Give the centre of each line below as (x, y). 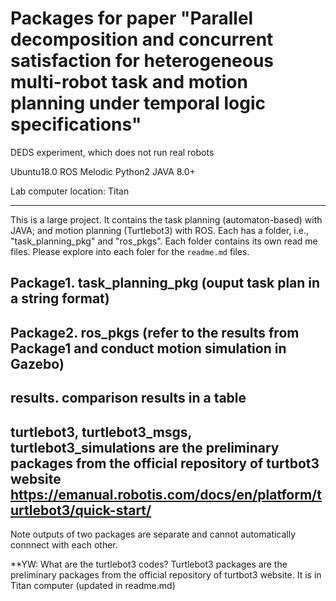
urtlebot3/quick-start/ (81, 510)
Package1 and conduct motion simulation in (148, 348)
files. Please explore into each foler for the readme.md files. (130, 251)
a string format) (60, 298)
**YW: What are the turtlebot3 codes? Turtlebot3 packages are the (149, 564)
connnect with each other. (64, 544)
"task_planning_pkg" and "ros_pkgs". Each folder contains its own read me (164, 241)
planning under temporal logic (138, 103)
